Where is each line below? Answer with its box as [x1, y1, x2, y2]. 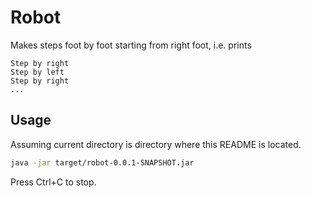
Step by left [10, 67, 65, 77]
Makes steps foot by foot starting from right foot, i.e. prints [10, 39, 252, 51]
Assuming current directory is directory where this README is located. [10, 138, 302, 150]
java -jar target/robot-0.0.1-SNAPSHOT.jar [10, 157, 195, 168]
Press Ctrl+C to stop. [10, 176, 97, 188]
